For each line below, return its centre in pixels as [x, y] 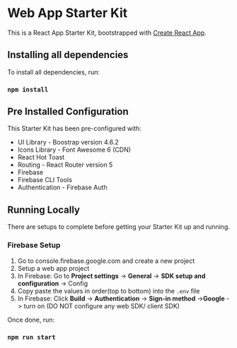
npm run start [31, 337]
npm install [28, 89]
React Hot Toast [41, 157]
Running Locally [44, 209]
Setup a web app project [53, 268]
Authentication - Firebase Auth [62, 187]
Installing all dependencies [68, 55]
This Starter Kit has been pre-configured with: [74, 128]
